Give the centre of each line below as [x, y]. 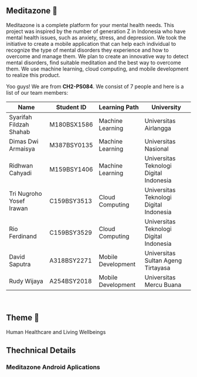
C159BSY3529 [71, 232]
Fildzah [19, 124]
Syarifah [21, 117]
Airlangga [158, 128]
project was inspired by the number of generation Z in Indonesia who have [96, 31]
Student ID [71, 107]
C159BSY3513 [71, 201]
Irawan [18, 208]
